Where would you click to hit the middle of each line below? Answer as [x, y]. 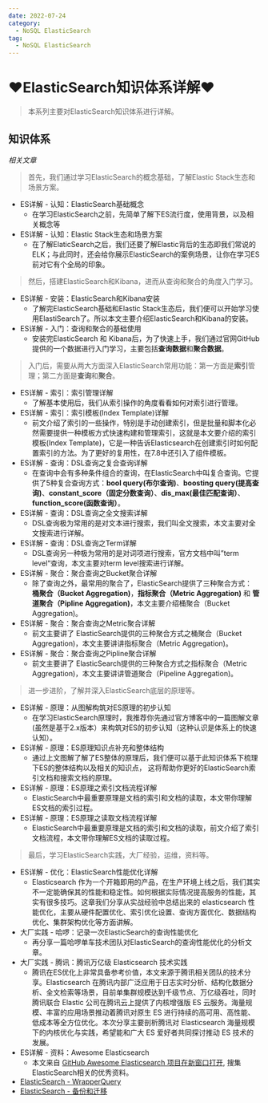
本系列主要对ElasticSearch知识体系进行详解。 [103, 112]
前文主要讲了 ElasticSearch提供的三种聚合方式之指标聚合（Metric [140, 663]
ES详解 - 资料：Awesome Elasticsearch [84, 1052]
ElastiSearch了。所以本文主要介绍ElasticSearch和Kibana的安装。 [146, 318]
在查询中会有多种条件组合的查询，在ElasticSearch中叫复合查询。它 [142, 472]
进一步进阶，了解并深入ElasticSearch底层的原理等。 [114, 690]
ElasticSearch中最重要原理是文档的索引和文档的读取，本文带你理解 [142, 797]
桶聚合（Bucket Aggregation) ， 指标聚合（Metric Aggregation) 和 [141, 593]
